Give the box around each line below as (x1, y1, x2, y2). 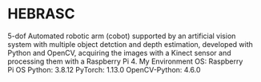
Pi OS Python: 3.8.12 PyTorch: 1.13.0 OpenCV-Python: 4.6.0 (7, 64, 201, 74)
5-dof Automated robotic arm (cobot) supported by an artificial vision (7, 31, 236, 41)
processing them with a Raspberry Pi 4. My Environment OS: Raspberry (7, 57, 243, 66)
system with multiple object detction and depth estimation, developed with (7, 39, 254, 49)
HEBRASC (7, 5, 75, 23)
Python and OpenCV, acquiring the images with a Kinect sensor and (7, 48, 231, 57)
